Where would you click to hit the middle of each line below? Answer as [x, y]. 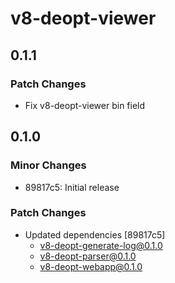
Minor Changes [48, 165]
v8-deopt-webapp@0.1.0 [91, 266]
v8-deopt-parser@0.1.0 [88, 256]
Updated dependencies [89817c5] [95, 234]
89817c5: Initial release [72, 187]
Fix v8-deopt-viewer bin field [85, 105]
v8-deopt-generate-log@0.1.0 [101, 245]
